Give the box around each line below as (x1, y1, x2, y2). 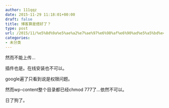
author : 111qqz (5, 7, 37, 13)
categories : (5, 36, 30, 41)
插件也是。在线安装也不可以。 (5, 65, 67, 71)
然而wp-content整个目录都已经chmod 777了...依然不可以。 (5, 86, 127, 92)
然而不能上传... (5, 54, 36, 60)
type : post (5, 26, 28, 31)
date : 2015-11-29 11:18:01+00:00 (5, 12, 75, 17)
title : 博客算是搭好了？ (5, 21, 51, 27)
